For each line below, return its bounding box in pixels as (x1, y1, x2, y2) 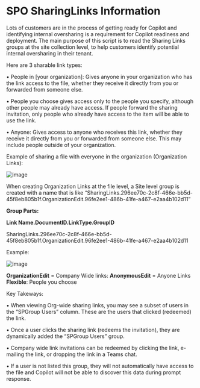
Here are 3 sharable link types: (6, 61, 83, 69)
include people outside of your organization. (6, 141, 116, 148)
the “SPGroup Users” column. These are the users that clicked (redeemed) (6, 308, 192, 315)
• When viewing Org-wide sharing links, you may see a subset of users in (6, 301, 189, 308)
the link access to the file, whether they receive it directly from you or (6, 80, 179, 87)
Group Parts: (6, 207, 39, 214)
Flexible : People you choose (6, 278, 77, 286)
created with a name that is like (6, 189, 84, 196)
